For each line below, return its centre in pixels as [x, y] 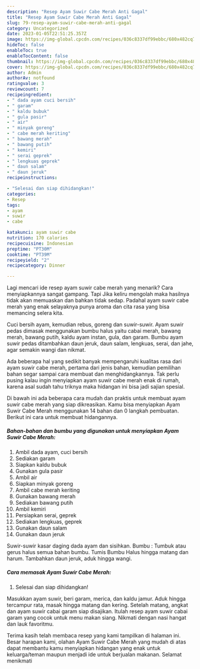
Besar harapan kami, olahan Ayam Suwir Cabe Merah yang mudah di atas [96, 642]
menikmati [19, 661]
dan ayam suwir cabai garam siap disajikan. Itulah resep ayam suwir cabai [97, 611]
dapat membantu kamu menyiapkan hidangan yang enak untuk [84, 648]
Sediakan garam [35, 458]
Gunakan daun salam [41, 528]
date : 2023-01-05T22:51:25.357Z [47, 34]
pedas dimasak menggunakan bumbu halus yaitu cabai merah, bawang [94, 331]
